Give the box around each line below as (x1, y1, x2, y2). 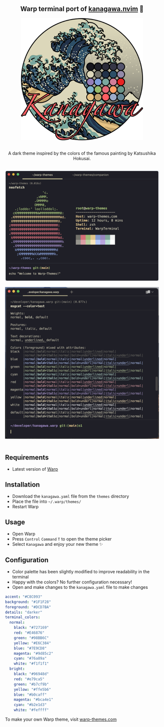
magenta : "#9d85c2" (14, 651, 54, 656)
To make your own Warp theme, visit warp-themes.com (5, 716, 117, 723)
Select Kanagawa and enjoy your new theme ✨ (12, 541, 103, 547)
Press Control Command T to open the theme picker (12, 536, 112, 542)
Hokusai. (73, 155, 91, 161)
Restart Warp (12, 504, 39, 510)
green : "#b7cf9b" (14, 682, 49, 686)
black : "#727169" (14, 625, 49, 630)
